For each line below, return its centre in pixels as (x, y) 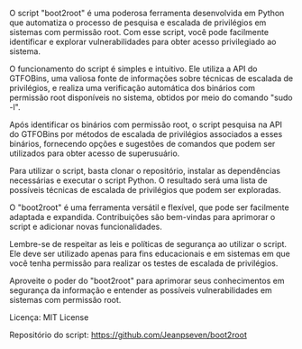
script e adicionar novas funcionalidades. (86, 226)
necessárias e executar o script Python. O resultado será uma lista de (138, 180)
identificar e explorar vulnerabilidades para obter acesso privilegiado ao (143, 41)
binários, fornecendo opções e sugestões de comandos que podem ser (142, 144)
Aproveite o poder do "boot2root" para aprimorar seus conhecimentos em (147, 280)
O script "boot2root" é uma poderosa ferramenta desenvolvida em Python (147, 13)
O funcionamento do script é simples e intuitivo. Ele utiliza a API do (134, 69)
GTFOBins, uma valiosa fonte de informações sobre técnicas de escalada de (151, 78)
